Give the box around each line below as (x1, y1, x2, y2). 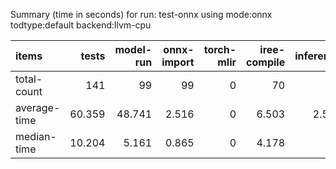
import (161, 55, 195, 69)
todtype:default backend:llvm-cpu (10, 19, 152, 31)
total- (15, 72, 43, 86)
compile (246, 55, 286, 69)
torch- (203, 43, 237, 56)
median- (15, 130, 57, 143)
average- (15, 101, 61, 114)
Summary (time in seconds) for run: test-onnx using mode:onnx (10, 9, 273, 20)
